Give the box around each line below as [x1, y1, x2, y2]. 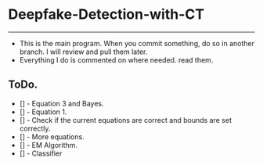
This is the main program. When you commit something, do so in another [19, 38, 254, 48]
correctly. [19, 124, 51, 133]
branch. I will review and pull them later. [19, 47, 148, 56]
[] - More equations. [19, 131, 85, 142]
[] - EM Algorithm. [19, 140, 78, 149]
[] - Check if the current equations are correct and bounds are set [19, 115, 232, 124]
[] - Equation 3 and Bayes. [19, 99, 104, 108]
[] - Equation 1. [19, 107, 67, 117]
